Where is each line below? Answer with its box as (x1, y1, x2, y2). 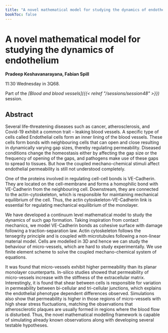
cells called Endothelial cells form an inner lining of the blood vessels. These (5, 134, 162, 140)
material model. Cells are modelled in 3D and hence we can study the (5, 238, 148, 245)
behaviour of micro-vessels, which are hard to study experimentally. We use (5, 244, 162, 250)
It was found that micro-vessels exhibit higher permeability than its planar (5, 264, 157, 270)
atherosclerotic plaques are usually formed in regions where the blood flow (5, 307, 160, 313)
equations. (5, 254, 27, 260)
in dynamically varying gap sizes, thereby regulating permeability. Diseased (5, 145, 161, 151)
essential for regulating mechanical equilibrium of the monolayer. (5, 202, 139, 208)
